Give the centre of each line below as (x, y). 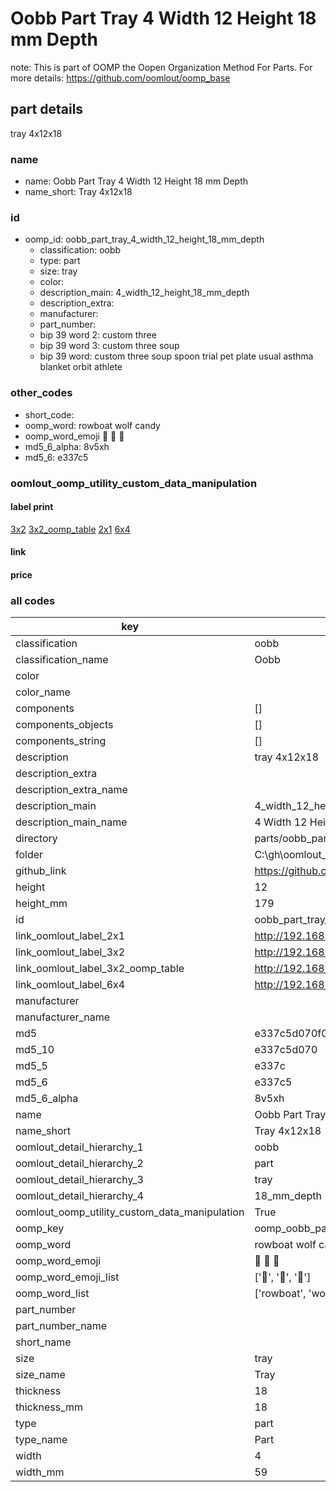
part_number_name (61, 1326)
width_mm (40, 1472)
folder (29, 855)
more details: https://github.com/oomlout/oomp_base (120, 78)
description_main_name (71, 822)
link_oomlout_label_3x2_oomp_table (100, 969)
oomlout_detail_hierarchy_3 (79, 1180)
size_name (40, 1375)
